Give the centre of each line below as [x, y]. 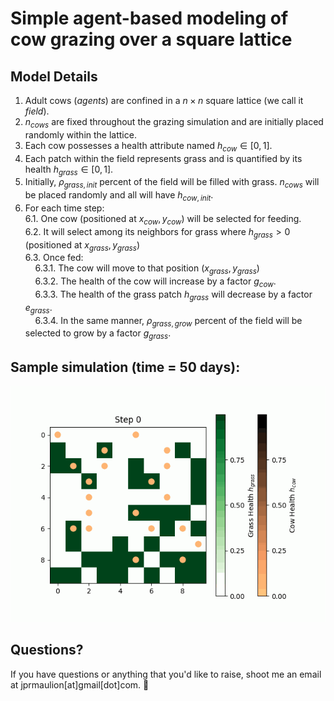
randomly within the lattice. [80, 134]
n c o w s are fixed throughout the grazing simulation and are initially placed [174, 123]
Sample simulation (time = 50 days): [125, 367]
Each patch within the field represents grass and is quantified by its [163, 158]
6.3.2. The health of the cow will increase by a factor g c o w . [155, 282]
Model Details [54, 76]
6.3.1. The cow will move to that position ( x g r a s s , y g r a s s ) [147, 269]
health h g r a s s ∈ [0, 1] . [69, 170]
